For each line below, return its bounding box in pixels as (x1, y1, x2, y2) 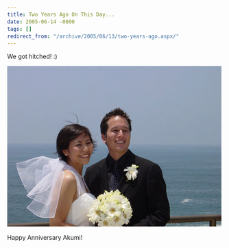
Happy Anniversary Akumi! (7, 234, 83, 242)
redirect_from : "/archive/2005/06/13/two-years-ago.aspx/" (7, 33, 180, 40)
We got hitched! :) (7, 52, 58, 61)
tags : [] (7, 25, 32, 32)
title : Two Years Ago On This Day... (7, 11, 115, 18)
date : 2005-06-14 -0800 (7, 18, 75, 25)
